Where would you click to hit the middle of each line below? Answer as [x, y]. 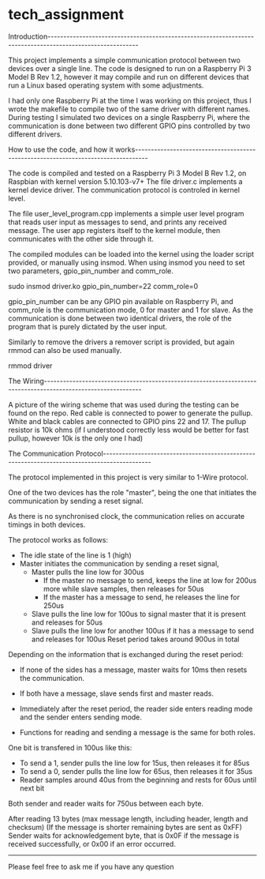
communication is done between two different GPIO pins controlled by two [129, 126]
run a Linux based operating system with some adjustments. [106, 85]
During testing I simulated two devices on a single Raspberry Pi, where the [129, 117]
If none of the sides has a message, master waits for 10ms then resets [133, 670]
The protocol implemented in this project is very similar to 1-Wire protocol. [128, 477]
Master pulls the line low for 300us [88, 572]
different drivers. [35, 134]
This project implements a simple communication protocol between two [124, 60]
